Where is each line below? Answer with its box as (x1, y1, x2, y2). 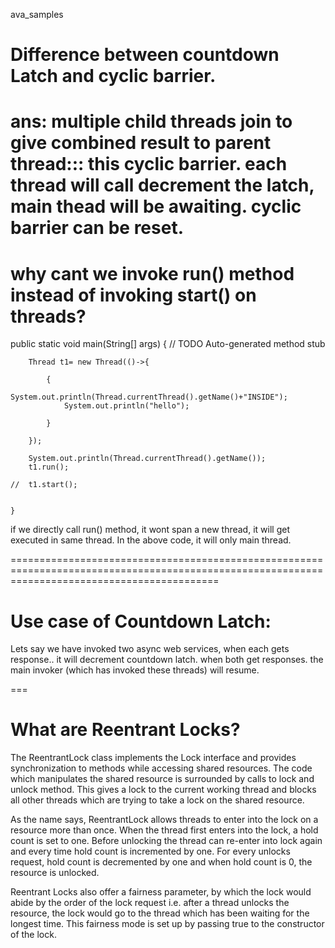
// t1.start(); (10, 480, 78, 490)
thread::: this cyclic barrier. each (10, 153, 288, 176)
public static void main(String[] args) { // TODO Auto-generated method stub (10, 338, 326, 350)
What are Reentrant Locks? (10, 719, 241, 741)
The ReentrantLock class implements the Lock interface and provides (10, 752, 297, 764)
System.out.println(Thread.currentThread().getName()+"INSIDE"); (10, 392, 288, 403)
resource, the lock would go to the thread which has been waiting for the (10, 907, 310, 919)
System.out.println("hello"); (63, 401, 190, 411)
